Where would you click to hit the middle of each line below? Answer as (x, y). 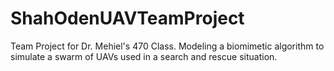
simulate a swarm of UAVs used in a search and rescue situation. (144, 56)
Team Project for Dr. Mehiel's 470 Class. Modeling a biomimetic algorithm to (167, 46)
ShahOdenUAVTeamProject (127, 18)
